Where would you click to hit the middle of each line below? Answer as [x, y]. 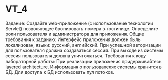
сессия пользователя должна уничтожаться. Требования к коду [76, 56]
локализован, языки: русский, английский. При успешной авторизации [83, 45]
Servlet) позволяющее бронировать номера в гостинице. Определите [82, 28]
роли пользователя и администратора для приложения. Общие [75, 34]
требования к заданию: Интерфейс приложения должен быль [73, 39]
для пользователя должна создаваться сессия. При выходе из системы [84, 50]
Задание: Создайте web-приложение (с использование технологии [79, 23]
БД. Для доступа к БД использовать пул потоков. [60, 72]
